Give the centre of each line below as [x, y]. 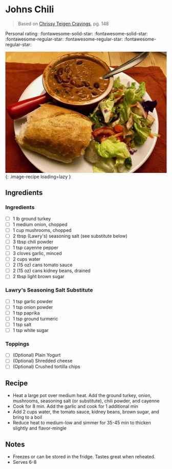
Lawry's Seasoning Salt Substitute [49, 290]
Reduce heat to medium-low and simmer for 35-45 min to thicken [82, 423]
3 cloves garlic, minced [37, 253]
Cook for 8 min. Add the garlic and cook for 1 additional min [75, 406]
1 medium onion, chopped [40, 224]
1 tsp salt [22, 324]
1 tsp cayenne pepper [36, 247]
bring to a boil [27, 417]
